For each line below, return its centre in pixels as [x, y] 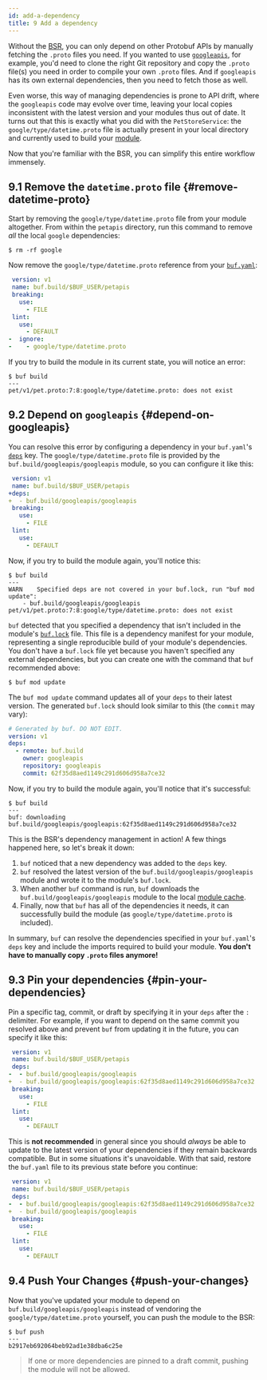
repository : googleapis [62, 766]
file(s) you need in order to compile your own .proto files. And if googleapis [132, 71]
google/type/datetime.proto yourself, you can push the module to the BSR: [132, 1317]
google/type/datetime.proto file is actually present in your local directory [128, 130]
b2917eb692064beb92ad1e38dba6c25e [66, 1346]
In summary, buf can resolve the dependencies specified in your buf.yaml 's [132, 938]
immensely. [27, 162]
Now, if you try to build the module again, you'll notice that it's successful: [130, 788]
